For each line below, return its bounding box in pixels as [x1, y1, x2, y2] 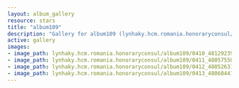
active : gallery [7, 37, 55, 44]
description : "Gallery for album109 [7, 30, 116, 38]
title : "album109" [7, 23, 62, 31]
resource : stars [7, 17, 55, 24]
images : [7, 43, 31, 50]
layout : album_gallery [7, 10, 75, 18]
